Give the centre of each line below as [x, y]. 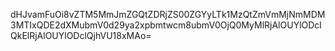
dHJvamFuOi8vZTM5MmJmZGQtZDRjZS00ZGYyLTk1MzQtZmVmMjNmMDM [168, 14]
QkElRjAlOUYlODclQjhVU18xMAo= [81, 35]
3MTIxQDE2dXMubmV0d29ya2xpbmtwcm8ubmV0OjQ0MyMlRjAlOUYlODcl [166, 25]
